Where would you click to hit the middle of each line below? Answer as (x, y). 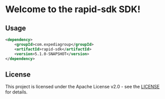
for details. (16, 92)
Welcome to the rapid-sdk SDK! (73, 9)
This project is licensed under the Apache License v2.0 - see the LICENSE (82, 87)
